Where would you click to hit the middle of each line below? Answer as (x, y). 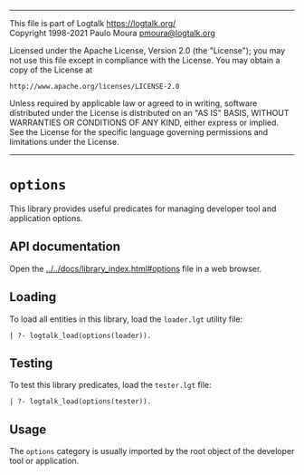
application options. (46, 218)
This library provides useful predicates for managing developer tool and (143, 208)
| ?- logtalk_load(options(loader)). (81, 335)
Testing (31, 363)
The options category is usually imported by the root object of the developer (152, 451)
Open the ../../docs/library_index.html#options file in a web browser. (136, 268)
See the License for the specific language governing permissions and (139, 132)
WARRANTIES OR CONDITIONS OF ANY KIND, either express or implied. (144, 122)
